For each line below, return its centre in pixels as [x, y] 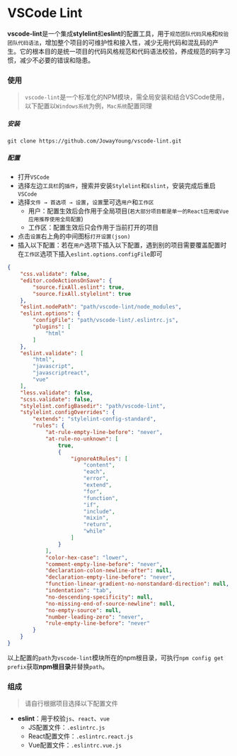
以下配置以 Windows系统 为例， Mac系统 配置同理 [88, 106]
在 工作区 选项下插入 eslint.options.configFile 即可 [90, 254]
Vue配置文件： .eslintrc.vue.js [75, 745]
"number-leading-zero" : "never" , [94, 617]
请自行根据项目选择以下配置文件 [71, 704]
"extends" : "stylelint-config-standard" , [95, 419]
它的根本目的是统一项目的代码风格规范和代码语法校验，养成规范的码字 [122, 51]
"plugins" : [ [52, 327]
